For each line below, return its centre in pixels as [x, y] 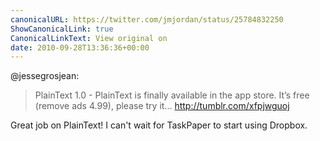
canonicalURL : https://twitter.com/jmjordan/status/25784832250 [147, 19]
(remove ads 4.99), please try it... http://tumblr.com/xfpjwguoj [162, 106]
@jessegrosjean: [45, 76]
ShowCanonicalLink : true [62, 29]
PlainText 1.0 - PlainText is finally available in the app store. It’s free [172, 95]
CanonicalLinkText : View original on [89, 38]
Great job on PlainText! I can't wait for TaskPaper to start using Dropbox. [159, 125]
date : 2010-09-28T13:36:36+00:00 [80, 47]
